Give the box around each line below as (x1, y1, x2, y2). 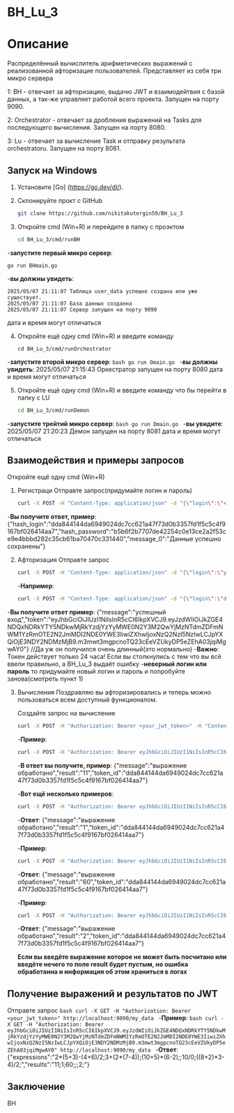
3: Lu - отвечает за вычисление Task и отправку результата (7, 137, 186, 145)
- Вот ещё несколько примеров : (17, 789, 114, 798)
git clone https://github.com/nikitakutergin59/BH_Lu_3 (17, 210, 183, 217)
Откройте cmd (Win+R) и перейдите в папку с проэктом (17, 222, 185, 231)
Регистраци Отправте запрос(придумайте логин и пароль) (17, 486, 193, 495)
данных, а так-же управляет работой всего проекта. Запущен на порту (7, 95, 219, 103)
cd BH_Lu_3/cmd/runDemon (17, 407, 90, 414)
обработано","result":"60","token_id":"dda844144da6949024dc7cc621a (17, 877, 226, 886)
